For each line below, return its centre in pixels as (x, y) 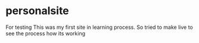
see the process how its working (46, 33)
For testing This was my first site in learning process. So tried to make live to (99, 27)
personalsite (37, 11)
